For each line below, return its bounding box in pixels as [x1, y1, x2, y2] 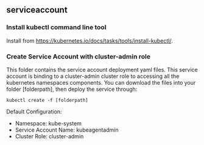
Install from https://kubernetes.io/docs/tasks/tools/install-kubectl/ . [6, 37, 173, 44]
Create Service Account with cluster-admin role [6, 52, 151, 60]
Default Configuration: [6, 108, 62, 115]
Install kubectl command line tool [6, 23, 107, 32]
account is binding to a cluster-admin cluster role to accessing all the [6, 72, 180, 80]
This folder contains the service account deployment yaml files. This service [6, 66, 198, 73]
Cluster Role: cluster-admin [15, 132, 84, 140]
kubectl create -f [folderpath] [6, 97, 88, 103]
